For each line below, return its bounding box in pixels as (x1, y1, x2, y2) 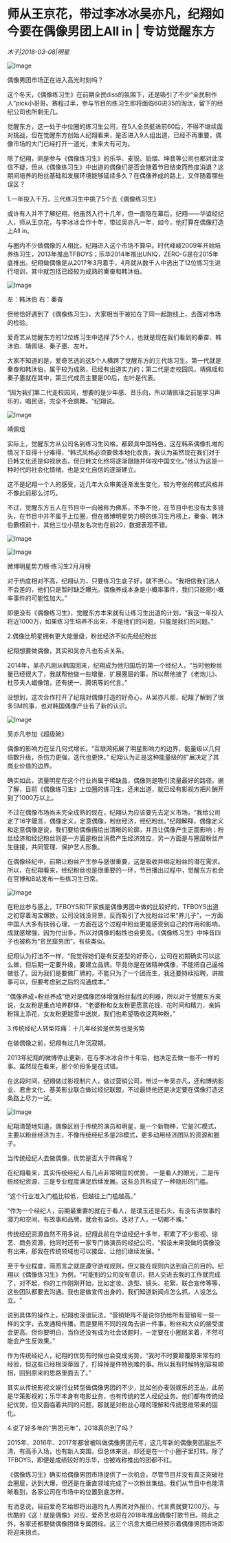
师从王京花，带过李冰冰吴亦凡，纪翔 (7, 6, 212, 22)
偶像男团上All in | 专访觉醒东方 (43, 23, 215, 39)
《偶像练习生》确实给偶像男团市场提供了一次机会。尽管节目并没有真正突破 (7, 1470, 218, 1478)
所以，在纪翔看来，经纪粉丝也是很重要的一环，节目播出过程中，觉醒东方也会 (7, 866, 224, 874)
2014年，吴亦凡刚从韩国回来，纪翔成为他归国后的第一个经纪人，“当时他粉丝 (7, 661, 223, 669)
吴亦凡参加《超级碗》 (7, 729, 67, 738)
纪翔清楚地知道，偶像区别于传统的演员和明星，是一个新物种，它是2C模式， (7, 1122, 220, 1130)
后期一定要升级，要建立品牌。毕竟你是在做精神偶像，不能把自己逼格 (30, 960, 224, 968)
